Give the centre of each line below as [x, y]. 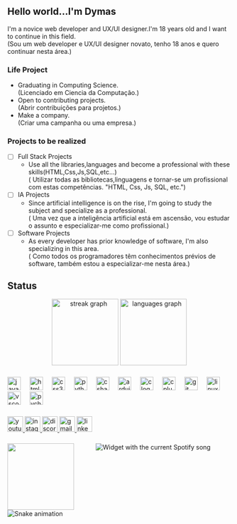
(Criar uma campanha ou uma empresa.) [77, 123]
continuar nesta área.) [40, 51]
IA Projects [33, 195]
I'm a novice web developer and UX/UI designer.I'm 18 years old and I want [117, 28]
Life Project [28, 69]
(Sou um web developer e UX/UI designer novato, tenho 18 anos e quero [114, 44]
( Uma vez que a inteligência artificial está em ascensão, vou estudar [129, 218]
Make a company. [44, 116]
